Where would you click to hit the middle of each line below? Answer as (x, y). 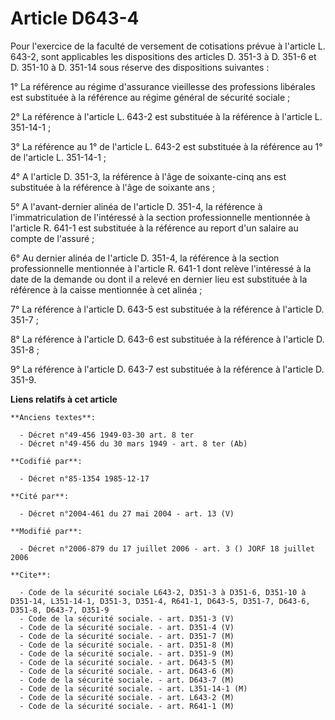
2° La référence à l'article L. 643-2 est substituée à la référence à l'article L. (166, 116)
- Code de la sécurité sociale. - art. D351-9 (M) (127, 653)
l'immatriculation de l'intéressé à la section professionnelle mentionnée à (160, 217)
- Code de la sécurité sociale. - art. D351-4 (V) (127, 627)
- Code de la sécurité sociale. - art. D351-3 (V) (127, 618)
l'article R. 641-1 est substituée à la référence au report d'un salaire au (154, 228)
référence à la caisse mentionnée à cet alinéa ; (106, 289)
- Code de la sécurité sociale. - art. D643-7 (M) (127, 680)
